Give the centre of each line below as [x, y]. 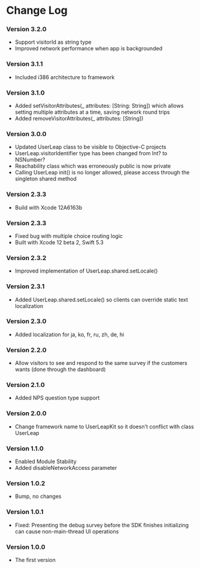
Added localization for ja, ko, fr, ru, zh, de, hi [69, 334]
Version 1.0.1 [25, 512]
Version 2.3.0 [26, 321]
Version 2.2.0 [26, 350]
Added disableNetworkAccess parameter [66, 468]
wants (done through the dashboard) [60, 370]
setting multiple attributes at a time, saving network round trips [92, 112]
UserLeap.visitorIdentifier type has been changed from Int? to [91, 153]
